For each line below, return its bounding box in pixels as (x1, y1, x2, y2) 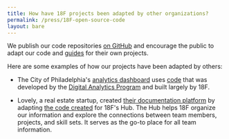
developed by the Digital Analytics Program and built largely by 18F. (17, 83, 210, 92)
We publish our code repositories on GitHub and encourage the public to (7, 42, 214, 50)
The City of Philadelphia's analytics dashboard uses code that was (17, 76, 208, 84)
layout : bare (7, 23, 45, 30)
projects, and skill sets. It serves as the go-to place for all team (17, 118, 197, 127)
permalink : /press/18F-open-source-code (7, 17, 126, 23)
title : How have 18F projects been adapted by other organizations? (7, 10, 209, 17)
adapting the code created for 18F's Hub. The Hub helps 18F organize (17, 104, 216, 112)
